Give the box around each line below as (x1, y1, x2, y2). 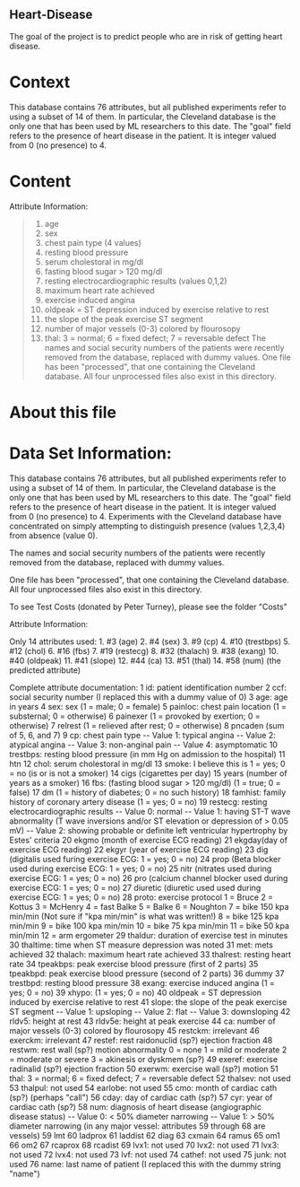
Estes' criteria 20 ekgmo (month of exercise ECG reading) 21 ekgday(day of (9, 834, 288, 845)
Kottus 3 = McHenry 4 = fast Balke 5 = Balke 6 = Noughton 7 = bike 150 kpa (9, 901, 289, 912)
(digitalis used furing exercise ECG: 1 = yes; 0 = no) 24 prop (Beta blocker (9, 853, 281, 864)
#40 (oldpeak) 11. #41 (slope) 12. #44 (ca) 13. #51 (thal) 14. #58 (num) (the (9, 655, 282, 666)
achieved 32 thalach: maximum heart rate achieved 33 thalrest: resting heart (9, 948, 292, 959)
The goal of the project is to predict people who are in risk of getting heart (9, 31, 283, 41)
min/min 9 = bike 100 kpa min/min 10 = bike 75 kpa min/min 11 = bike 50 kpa (9, 920, 289, 931)
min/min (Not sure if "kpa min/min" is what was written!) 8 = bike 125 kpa (9, 911, 279, 921)
